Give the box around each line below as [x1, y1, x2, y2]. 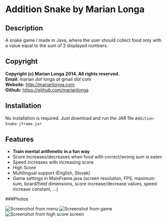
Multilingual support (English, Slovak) [12, 170, 91, 176]
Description [5, 24, 43, 32]
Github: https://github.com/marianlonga [5, 87, 89, 93]
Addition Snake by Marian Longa [5, 4, 145, 15]
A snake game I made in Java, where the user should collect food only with [5, 37, 162, 43]
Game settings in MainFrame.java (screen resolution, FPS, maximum [12, 175, 155, 181]
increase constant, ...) [12, 186, 58, 192]
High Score [12, 165, 36, 171]
